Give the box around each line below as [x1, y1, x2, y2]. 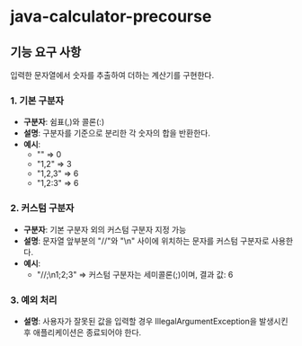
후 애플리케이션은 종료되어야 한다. [22, 326, 142, 338]
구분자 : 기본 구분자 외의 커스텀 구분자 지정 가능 [22, 224, 187, 235]
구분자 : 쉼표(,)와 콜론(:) [22, 117, 105, 128]
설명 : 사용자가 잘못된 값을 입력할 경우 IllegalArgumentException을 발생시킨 [22, 315, 289, 326]
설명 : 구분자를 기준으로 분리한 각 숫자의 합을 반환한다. [22, 128, 210, 138]
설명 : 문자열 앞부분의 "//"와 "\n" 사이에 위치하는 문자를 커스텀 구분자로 [22, 235, 270, 246]
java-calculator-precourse [10, 6, 212, 27]
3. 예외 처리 [10, 294, 58, 306]
